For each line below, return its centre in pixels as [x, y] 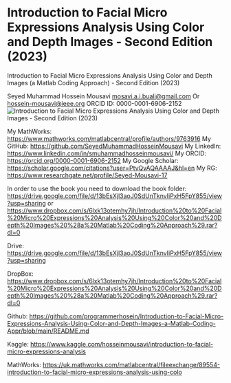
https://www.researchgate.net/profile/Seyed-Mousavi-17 [87, 175]
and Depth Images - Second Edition [110, 42]
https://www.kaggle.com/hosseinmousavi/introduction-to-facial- [122, 344]
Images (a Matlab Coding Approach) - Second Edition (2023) [93, 83]
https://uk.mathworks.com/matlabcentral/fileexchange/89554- [131, 364]
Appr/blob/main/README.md [48, 331]
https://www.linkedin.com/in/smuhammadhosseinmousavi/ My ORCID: [107, 153]
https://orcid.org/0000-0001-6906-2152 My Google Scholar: [93, 160]
